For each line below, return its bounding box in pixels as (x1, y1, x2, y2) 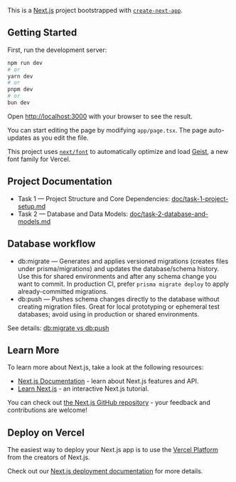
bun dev (7, 99, 31, 106)
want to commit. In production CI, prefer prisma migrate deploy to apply (17, 280, 230, 288)
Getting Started (7, 26, 77, 39)
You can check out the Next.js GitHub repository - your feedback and (7, 399, 211, 407)
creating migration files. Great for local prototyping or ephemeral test (17, 302, 220, 311)
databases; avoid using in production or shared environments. (17, 309, 200, 318)
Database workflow (7, 238, 96, 250)
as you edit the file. (33, 133, 89, 142)
